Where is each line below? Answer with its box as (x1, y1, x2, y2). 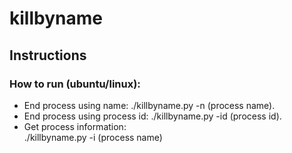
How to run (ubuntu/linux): (9, 77, 141, 91)
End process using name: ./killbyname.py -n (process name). (23, 99, 276, 111)
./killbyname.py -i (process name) (23, 131, 163, 143)
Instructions (9, 47, 87, 64)
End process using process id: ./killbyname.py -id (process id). (23, 110, 282, 122)
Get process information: (23, 120, 127, 132)
